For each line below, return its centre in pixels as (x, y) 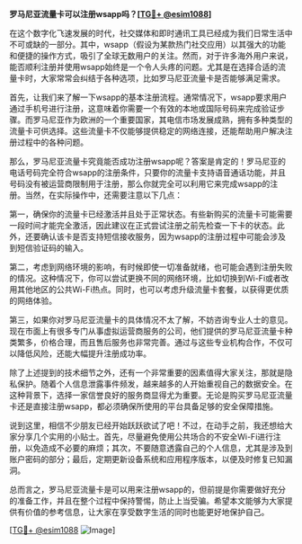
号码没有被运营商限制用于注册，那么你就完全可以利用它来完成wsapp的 (140, 184)
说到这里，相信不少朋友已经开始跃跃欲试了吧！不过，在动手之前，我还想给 (147, 425)
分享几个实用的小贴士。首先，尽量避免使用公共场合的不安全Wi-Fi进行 (145, 437)
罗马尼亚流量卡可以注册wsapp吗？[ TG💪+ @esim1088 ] (111, 14)
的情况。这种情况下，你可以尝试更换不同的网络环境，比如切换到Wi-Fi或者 (145, 278)
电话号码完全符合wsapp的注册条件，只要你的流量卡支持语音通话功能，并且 (147, 173)
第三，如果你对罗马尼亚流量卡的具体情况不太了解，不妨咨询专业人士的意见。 (151, 320)
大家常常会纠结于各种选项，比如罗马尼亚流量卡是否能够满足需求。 (162, 78)
